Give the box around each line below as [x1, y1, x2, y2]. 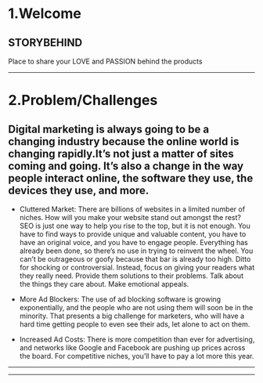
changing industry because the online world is [8, 135, 240, 148]
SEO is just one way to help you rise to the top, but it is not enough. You [19, 221, 250, 230]
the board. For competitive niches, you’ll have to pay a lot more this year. [19, 352, 254, 360]
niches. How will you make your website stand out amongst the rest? [19, 213, 241, 222]
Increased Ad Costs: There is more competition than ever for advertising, [19, 334, 255, 344]
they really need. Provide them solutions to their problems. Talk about [19, 271, 244, 280]
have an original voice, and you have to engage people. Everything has [19, 238, 248, 247]
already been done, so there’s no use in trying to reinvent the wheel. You [19, 246, 254, 255]
